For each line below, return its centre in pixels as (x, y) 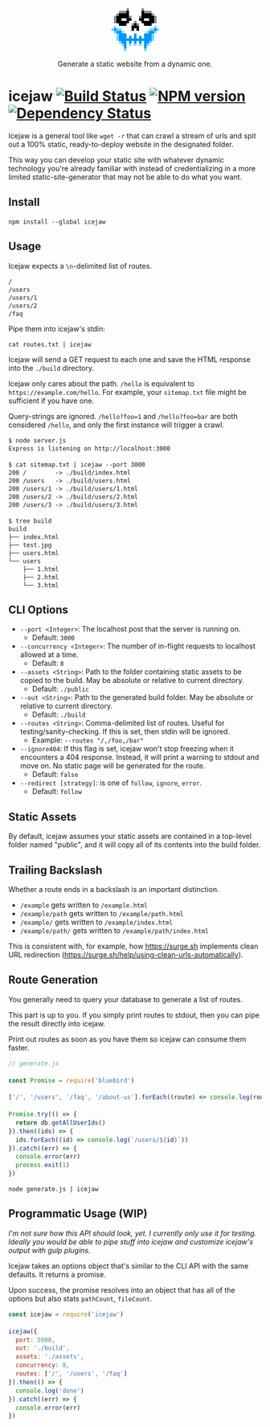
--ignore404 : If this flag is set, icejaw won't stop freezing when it (127, 749)
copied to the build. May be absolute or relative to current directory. (132, 681)
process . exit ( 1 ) (43, 1166)
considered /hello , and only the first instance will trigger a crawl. (117, 425)
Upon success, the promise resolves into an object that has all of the (122, 1289)
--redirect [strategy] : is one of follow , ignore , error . (111, 783)
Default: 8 (48, 664)
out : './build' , (43, 1348)
